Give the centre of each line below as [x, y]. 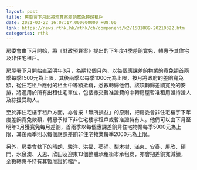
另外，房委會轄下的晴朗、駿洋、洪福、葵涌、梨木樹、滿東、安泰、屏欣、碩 [96, 147]
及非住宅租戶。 [24, 58]
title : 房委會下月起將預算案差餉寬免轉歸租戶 [55, 17]
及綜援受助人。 [24, 100]
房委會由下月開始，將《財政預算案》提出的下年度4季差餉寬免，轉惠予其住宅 [98, 51]
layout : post [22, 11]
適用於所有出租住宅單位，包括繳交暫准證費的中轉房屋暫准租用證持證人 [106, 93]
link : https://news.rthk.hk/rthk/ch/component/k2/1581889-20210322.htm [95, 28]
